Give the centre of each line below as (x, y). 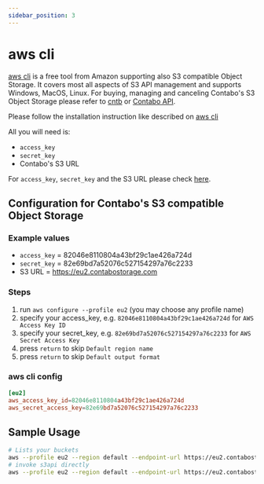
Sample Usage (44, 432)
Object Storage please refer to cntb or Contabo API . (92, 101)
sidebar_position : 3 (42, 15)
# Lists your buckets (44, 450)
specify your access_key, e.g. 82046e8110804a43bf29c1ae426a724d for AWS (136, 317)
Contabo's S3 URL (49, 163)
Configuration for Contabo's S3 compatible (116, 203)
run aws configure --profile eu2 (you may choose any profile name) (132, 309)
